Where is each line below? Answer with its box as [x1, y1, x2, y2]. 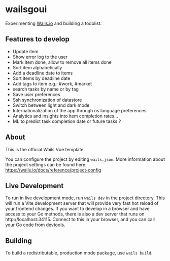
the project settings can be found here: [5, 161, 87, 167]
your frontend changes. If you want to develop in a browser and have [5, 206, 150, 212]
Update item [12, 48, 39, 54]
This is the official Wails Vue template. [5, 146, 85, 152]
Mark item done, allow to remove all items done [12, 59, 112, 65]
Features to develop [5, 35, 70, 43]
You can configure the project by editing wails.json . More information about [5, 156, 165, 162]
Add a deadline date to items [12, 70, 73, 76]
